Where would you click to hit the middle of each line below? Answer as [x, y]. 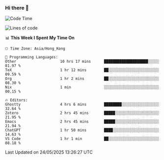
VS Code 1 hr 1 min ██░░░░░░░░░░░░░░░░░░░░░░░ [82, 139]
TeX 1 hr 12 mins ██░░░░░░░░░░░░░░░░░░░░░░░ [82, 70]
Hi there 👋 [17, 8]
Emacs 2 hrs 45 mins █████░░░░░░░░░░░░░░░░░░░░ [82, 122]
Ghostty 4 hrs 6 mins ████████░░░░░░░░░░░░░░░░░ [82, 105]
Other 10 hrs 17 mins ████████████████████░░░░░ [82, 62]
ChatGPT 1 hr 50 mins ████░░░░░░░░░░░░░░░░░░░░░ [82, 130]
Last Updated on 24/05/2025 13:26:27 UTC [49, 152]
